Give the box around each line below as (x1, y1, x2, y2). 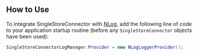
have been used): (6, 32, 49, 40)
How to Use (6, 5, 50, 15)
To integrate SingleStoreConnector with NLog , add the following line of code (6, 20, 192, 27)
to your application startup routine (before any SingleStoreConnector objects (6, 27, 192, 34)
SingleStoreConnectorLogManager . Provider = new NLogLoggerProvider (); (6, 44, 184, 50)
